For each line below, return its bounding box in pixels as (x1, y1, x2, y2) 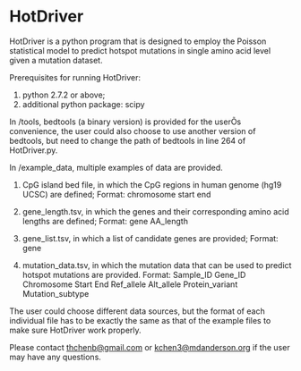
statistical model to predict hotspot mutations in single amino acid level (9, 45, 271, 55)
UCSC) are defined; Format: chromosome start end (21, 189, 211, 199)
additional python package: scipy (21, 98, 145, 109)
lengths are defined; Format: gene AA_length (21, 215, 188, 226)
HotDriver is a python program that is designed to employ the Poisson (9, 36, 267, 46)
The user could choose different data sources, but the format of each (9, 306, 266, 316)
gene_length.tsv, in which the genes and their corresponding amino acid (21, 206, 289, 216)
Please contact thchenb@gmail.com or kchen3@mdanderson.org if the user (9, 341, 290, 352)
